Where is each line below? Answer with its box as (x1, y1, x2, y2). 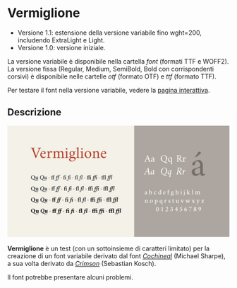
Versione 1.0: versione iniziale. (17, 43, 106, 52)
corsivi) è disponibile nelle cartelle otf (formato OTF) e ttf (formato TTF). (7, 72, 217, 81)
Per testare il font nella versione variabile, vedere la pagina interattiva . (7, 86, 210, 94)
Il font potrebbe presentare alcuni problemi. (7, 272, 134, 281)
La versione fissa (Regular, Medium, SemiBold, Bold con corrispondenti (7, 64, 214, 73)
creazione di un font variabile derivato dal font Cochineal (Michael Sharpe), (7, 251, 226, 260)
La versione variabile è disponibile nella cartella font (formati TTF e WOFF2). (7, 57, 229, 65)
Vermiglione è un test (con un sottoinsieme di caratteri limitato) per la (7, 244, 210, 253)
